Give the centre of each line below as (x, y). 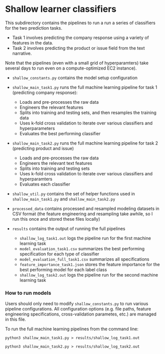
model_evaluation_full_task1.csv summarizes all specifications (84, 259)
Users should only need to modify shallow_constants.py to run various (77, 304)
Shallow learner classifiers (61, 9)
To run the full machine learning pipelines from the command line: (72, 329)
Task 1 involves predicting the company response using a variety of (81, 38)
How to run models (28, 293)
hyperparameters (37, 128)
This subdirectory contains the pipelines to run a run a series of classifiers (80, 23)
